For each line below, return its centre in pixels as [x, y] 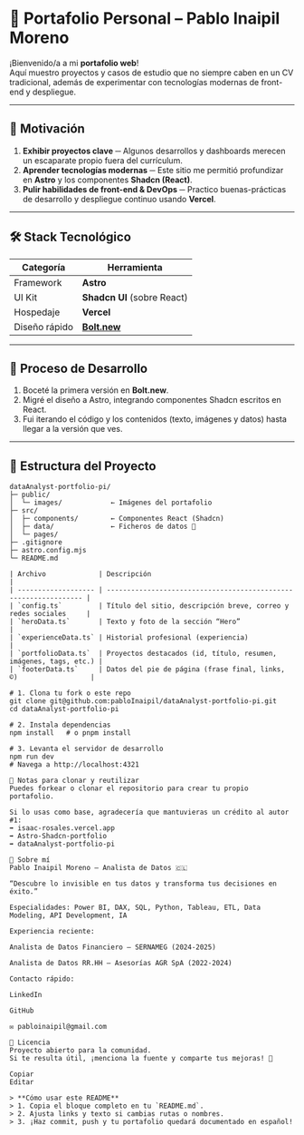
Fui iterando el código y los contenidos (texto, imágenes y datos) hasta [155, 419]
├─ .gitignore [36, 543]
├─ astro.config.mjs [48, 551]
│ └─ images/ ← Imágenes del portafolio [111, 503]
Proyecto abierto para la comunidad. [81, 1051]
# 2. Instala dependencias [60, 725]
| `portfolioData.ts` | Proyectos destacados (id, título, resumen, [143, 654]
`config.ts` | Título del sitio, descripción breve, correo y [153, 606]
